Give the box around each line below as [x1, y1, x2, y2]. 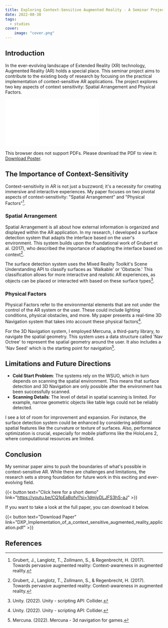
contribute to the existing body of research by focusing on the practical [5, 73, 152, 79]
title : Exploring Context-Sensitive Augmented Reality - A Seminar [5, 7, 149, 13]
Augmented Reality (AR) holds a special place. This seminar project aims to [5, 68, 160, 74]
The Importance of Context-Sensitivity [5, 170, 128, 178]
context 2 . [5, 250, 24, 257]
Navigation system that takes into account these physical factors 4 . [5, 318, 142, 325]
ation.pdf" [5, 524, 26, 531]
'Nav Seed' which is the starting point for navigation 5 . [5, 344, 116, 351]
